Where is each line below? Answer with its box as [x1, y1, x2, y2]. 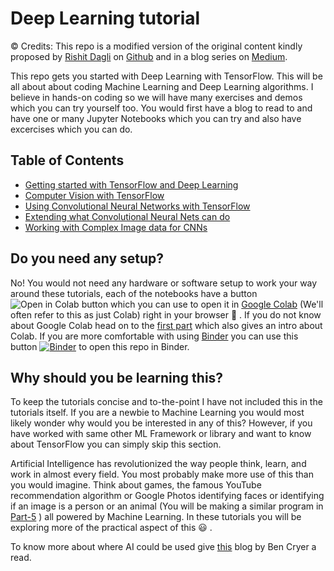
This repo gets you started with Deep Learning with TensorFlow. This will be [10, 70, 323, 82]
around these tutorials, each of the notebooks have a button [10, 287, 258, 299]
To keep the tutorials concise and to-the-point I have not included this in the [10, 396, 323, 408]
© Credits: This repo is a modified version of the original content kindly [10, 40, 303, 52]
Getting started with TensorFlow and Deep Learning [24, 178, 239, 191]
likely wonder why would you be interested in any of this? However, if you [10, 417, 313, 429]
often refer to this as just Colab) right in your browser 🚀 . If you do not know [10, 308, 322, 321]
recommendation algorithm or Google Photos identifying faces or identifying [10, 490, 325, 502]
